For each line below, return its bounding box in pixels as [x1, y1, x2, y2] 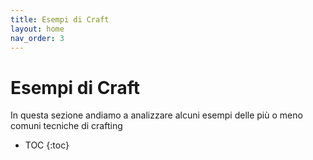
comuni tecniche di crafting [10, 120, 123, 132]
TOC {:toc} [24, 139, 70, 151]
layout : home [10, 24, 65, 34]
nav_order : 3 [10, 33, 65, 43]
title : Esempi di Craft [10, 14, 110, 25]
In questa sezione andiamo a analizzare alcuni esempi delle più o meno [10, 109, 303, 121]
